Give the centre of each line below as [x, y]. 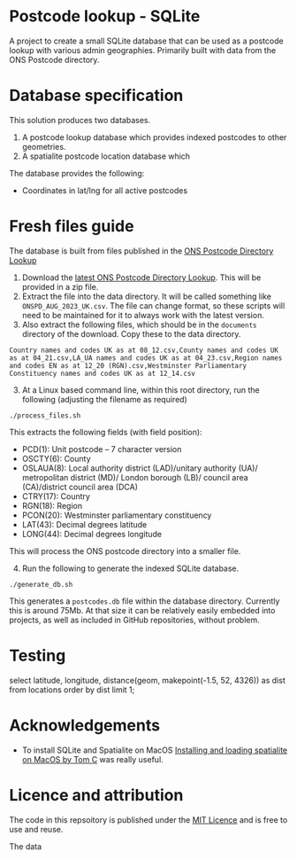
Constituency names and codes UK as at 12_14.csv [103, 373]
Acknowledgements [85, 725]
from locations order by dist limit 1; [72, 690]
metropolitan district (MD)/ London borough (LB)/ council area [135, 477]
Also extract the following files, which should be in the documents [139, 324]
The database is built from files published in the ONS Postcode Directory [141, 251]
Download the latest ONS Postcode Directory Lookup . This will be [141, 277]
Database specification [96, 96]
